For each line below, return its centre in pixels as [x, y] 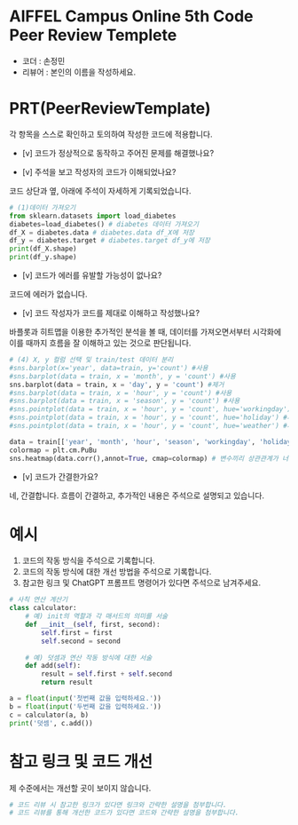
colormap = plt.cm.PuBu [53, 450]
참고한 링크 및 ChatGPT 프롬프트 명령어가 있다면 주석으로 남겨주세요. [141, 583]
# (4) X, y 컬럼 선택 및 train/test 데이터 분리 [91, 360]
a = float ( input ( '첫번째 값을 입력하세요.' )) [86, 699]
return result [67, 682]
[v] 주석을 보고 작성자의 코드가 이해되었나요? [99, 171]
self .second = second [81, 641]
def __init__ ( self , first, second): [93, 625]
